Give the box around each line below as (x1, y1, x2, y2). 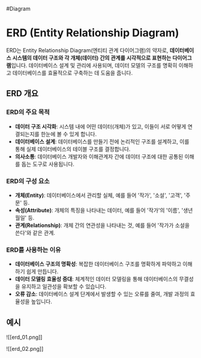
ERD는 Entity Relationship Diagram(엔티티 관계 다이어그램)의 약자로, (6, 46, 169, 53)
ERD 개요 (6, 88, 39, 99)
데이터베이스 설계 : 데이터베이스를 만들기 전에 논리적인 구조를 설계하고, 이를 (14, 138, 190, 145)
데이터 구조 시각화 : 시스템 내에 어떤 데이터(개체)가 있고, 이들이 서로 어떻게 (14, 123, 187, 130)
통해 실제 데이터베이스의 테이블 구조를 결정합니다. (14, 145, 131, 153)
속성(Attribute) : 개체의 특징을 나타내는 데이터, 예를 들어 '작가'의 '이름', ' (14, 207, 184, 214)
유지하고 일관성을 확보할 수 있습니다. (21, 283, 107, 290)
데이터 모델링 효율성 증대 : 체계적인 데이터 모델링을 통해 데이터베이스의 (14, 276, 178, 283)
